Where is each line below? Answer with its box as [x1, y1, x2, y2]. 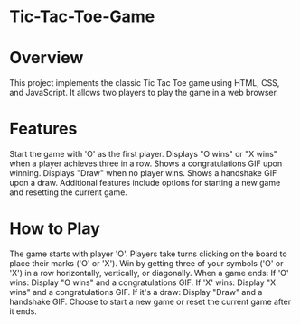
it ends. [9, 306, 38, 317]
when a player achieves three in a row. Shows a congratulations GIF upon [9, 158, 283, 169]
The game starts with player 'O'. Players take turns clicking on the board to [9, 248, 287, 259]
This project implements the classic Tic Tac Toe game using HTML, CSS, [9, 78, 280, 88]
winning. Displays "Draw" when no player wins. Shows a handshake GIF [9, 168, 277, 179]
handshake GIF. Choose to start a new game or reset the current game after [9, 296, 292, 307]
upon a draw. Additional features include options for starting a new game [9, 178, 281, 189]
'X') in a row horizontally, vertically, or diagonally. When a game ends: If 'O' [9, 268, 289, 278]
